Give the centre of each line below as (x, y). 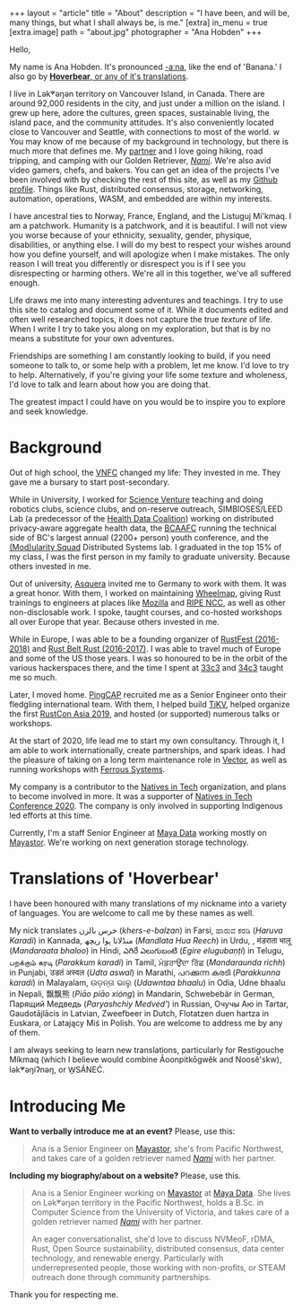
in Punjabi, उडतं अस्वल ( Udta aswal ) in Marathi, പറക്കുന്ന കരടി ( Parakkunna (145, 972)
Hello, (20, 49)
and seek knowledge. (49, 411)
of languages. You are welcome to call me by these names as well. (132, 913)
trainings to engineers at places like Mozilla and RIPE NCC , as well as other (147, 602)
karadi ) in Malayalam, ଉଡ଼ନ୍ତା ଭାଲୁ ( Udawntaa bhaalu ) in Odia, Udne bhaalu (147, 982)
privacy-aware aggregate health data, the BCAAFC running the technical (143, 528)
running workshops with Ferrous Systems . (87, 769)
